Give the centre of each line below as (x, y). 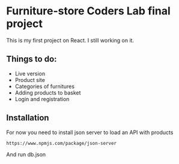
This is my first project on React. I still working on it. (70, 40)
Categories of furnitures (45, 86)
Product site (30, 80)
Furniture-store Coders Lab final (89, 11)
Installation (28, 118)
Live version (30, 74)
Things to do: (32, 59)
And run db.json (26, 154)
